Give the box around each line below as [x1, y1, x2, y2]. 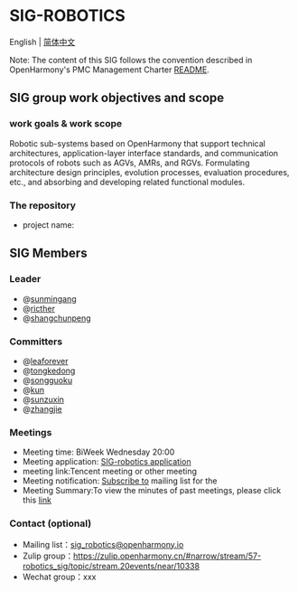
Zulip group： [22, 550, 74, 561]
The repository [9, 199, 77, 211]
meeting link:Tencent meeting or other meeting [22, 466, 197, 477]
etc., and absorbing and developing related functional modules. [9, 176, 246, 187]
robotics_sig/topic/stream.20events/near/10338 [22, 560, 200, 571]
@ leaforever [22, 355, 69, 366]
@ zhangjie [22, 403, 62, 414]
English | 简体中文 [9, 36, 76, 47]
